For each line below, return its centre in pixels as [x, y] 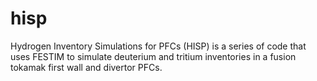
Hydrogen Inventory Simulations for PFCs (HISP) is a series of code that [158, 46]
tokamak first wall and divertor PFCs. [86, 67]
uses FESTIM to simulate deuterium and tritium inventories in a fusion [153, 56]
